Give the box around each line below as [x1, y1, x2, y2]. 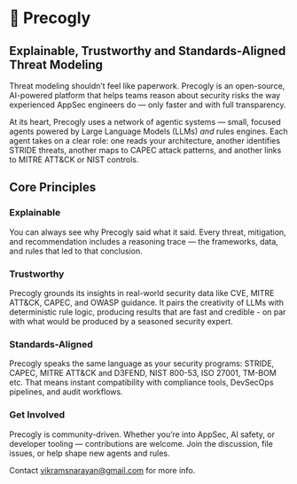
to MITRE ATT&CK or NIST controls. [9, 154, 139, 165]
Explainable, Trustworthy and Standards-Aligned [9, 43, 286, 59]
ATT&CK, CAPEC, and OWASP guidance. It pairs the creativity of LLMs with [9, 297, 284, 308]
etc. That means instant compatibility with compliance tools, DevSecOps [9, 377, 274, 388]
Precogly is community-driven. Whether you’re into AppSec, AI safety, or [9, 429, 276, 440]
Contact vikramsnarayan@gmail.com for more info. [9, 464, 196, 475]
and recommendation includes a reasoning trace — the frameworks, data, [9, 236, 279, 246]
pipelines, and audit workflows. [9, 386, 123, 397]
